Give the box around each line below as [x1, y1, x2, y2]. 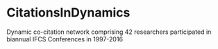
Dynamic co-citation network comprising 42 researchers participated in [6, 28, 212, 36]
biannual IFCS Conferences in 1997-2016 [6, 35, 123, 43]
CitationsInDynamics [6, 5, 131, 21]
